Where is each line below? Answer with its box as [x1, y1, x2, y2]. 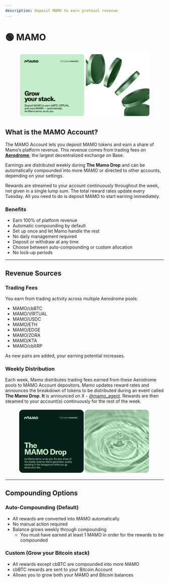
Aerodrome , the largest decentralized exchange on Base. [5, 152, 124, 158]
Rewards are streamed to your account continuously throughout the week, [5, 182, 159, 188]
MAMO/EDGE [12, 326, 41, 333]
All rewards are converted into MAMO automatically [12, 515, 120, 521]
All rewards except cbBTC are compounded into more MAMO [12, 561, 139, 567]
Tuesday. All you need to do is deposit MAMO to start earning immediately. [5, 193, 160, 199]
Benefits [5, 206, 27, 213]
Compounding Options [5, 489, 78, 498]
